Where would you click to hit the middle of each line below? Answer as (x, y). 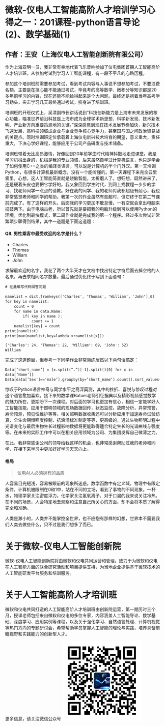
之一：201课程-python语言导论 (77, 22)
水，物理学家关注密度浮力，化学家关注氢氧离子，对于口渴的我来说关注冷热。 (82, 496)
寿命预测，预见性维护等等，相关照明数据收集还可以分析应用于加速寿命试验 (80, 414)
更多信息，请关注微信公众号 (33, 719)
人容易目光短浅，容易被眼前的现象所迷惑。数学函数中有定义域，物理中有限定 (82, 483)
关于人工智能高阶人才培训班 (61, 595)
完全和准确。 (18, 508)
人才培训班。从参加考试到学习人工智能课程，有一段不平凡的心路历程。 (76, 73)
